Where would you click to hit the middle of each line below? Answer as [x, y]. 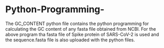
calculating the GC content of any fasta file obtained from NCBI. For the [81, 29]
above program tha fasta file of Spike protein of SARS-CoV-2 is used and [82, 34]
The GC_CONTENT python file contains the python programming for [77, 23]
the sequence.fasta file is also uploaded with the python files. [70, 40]
